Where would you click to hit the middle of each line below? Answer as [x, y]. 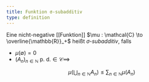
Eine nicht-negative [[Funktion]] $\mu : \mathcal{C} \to [75, 34]
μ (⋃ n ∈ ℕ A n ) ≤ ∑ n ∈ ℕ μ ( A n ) [102, 73]
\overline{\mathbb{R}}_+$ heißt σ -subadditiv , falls [69, 41]
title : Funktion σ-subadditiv [45, 12]
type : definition [28, 17]
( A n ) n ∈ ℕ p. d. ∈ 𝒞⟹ [43, 60]
